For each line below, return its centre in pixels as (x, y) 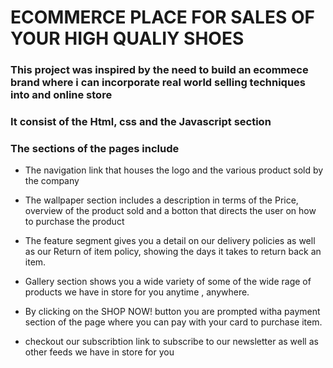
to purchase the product (74, 222)
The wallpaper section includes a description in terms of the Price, (161, 200)
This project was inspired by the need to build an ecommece (159, 70)
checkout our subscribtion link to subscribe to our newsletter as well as (171, 342)
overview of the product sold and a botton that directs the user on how (170, 211)
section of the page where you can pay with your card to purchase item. (173, 322)
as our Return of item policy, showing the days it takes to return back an (173, 252)
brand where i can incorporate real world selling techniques (158, 83)
